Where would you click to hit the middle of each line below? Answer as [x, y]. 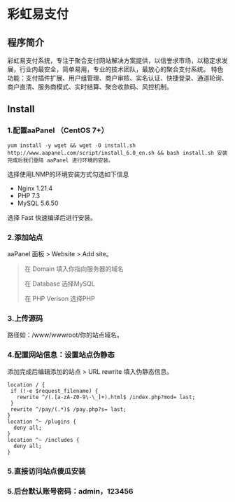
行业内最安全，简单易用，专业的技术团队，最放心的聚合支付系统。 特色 [121, 69]
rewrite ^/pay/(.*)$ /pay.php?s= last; [69, 409]
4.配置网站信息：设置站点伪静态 [61, 355]
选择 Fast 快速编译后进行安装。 [52, 217]
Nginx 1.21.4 [35, 188]
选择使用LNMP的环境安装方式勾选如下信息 [68, 174]
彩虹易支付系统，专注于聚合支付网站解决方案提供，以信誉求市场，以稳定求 [114, 61]
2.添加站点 [25, 237]
